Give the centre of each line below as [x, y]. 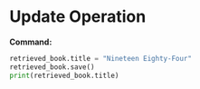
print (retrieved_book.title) [64, 75]
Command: [31, 42]
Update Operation [78, 17]
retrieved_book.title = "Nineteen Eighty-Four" [101, 58]
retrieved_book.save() [52, 67]
